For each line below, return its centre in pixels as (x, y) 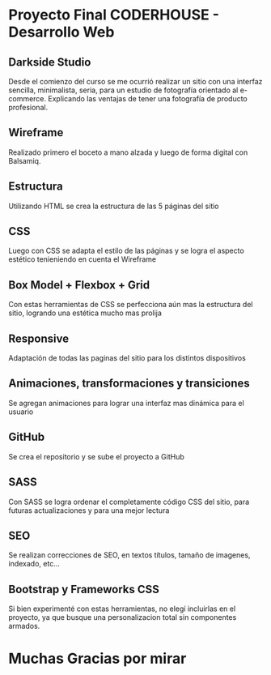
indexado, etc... (34, 564)
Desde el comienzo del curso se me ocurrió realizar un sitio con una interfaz (135, 81)
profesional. (28, 107)
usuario (21, 412)
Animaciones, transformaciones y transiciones (129, 384)
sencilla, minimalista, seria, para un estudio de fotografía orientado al (123, 90)
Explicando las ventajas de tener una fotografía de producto (148, 98)
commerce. (28, 98)
